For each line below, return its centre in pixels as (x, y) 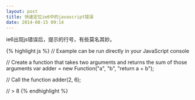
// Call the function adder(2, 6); (44, 80)
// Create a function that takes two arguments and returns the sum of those (97, 62)
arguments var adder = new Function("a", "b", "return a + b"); (80, 69)
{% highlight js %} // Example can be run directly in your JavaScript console (97, 51)
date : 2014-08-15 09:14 (35, 22)
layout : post (22, 11)
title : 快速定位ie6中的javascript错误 (50, 17)
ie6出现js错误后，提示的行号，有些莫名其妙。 (61, 40)
